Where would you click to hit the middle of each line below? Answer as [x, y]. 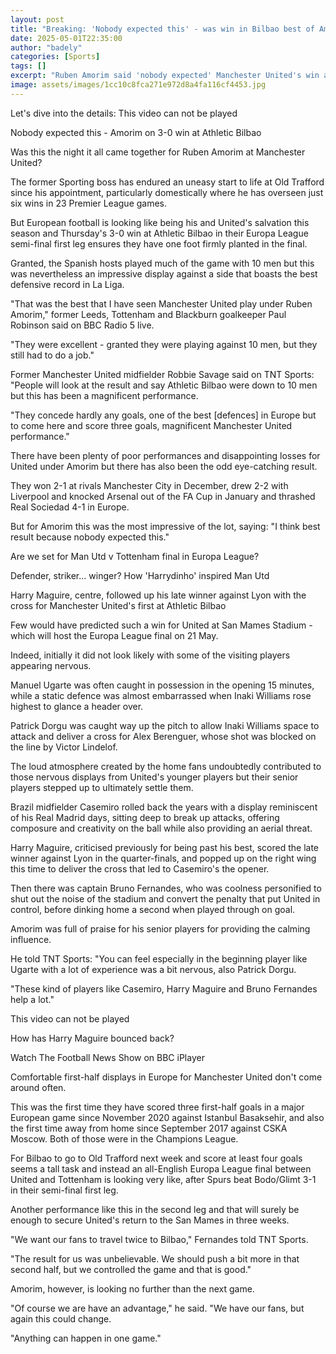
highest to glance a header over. [77, 706]
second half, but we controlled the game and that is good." [131, 1269]
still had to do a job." [52, 355]
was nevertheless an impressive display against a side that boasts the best [164, 273]
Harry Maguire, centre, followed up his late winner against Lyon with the [158, 595]
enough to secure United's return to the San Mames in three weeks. [150, 1220]
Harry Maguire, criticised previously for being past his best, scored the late [165, 847]
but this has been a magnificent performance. [104, 395]
